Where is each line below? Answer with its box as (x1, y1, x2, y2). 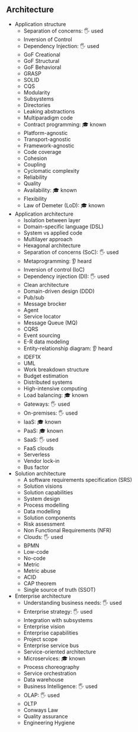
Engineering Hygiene (23, 719, 75, 726)
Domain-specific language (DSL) (23, 223, 104, 230)
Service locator (23, 313, 61, 320)
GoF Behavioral (23, 64, 62, 71)
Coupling (23, 160, 46, 168)
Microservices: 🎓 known (23, 655, 86, 662)
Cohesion (23, 154, 47, 162)
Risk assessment (23, 520, 65, 528)
